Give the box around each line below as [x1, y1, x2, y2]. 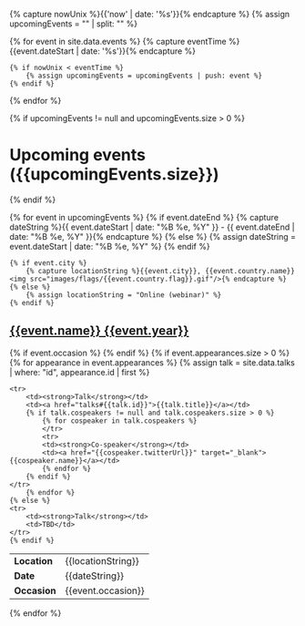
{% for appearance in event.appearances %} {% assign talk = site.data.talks [9, 356, 296, 368]
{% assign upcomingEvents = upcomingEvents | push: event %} [25, 71, 262, 80]
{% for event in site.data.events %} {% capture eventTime [9, 36, 227, 46]
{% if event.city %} [9, 258, 88, 268]
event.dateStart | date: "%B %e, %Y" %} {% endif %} [9, 241, 211, 251]
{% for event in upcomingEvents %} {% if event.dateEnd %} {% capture [9, 211, 280, 222]
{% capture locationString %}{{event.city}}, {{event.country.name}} [25, 266, 296, 275]
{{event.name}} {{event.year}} [9, 323, 189, 339]
